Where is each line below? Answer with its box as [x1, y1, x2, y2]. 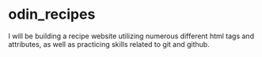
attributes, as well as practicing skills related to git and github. [8, 39, 210, 48]
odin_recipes [8, 5, 96, 23]
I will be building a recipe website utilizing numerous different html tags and [8, 31, 255, 41]
